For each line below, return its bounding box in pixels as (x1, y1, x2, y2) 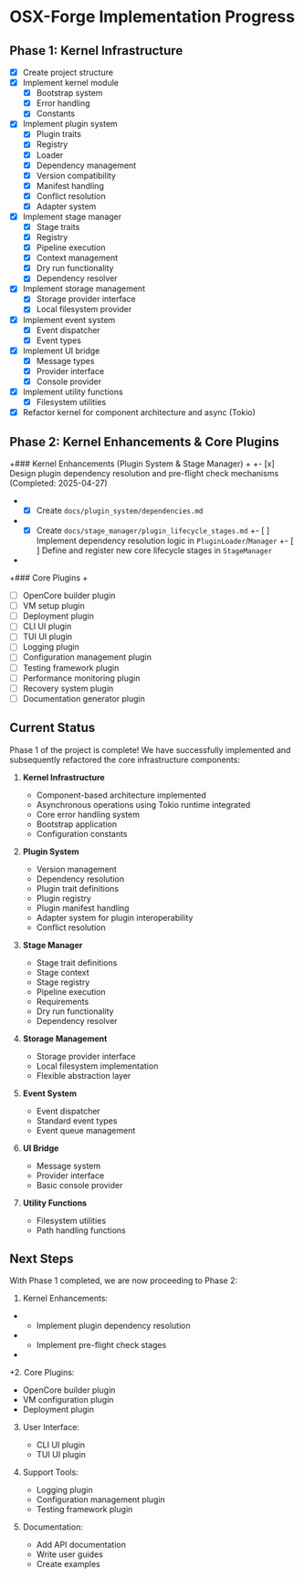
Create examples (36, 1559, 100, 1570)
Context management (36, 253, 119, 264)
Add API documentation (36, 1540, 126, 1551)
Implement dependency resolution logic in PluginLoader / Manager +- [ (36, 536, 294, 547)
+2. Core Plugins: (9, 1367, 75, 1378)
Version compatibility (36, 170, 117, 181)
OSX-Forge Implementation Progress (9, 6, 295, 27)
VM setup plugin (22, 601, 85, 611)
